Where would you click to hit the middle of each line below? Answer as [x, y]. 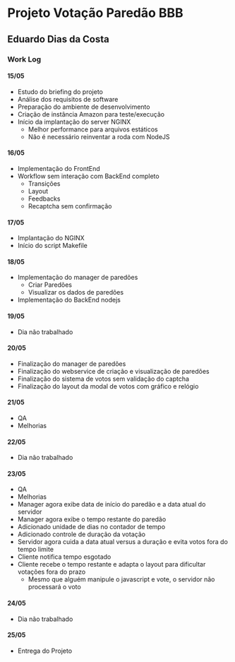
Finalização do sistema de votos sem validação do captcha [103, 379]
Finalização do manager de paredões [72, 363]
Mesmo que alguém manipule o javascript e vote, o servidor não [121, 579]
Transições [44, 183]
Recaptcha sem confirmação [70, 206]
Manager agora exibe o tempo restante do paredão [92, 519]
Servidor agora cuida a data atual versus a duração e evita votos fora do [122, 542]
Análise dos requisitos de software [68, 99]
